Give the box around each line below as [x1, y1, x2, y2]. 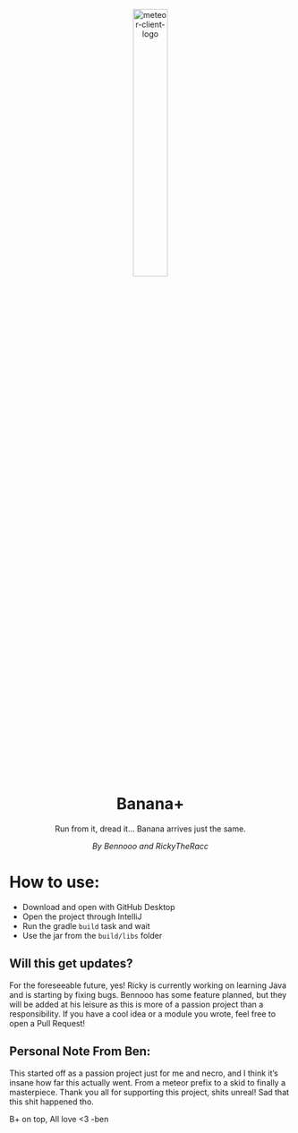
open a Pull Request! [9, 1018, 86, 1028]
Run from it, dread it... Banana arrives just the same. [55, 823, 246, 834]
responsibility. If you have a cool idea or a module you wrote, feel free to [9, 1008, 276, 1019]
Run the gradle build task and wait [21, 920, 150, 931]
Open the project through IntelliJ [21, 911, 142, 922]
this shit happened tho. [9, 1096, 94, 1107]
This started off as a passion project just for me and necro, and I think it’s [9, 1068, 279, 1078]
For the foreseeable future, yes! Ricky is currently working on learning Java [9, 980, 287, 991]
